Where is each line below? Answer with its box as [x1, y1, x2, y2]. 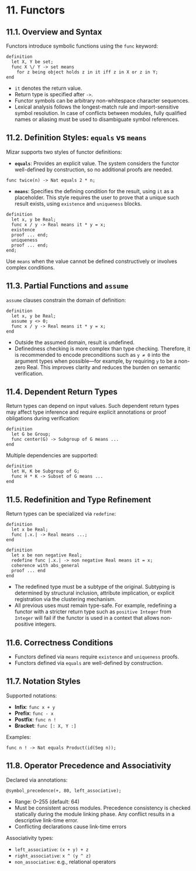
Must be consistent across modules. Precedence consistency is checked [14, 804, 191, 811]
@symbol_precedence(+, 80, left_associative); [6, 788, 122, 794]
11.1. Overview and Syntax [6, 27, 102, 37]
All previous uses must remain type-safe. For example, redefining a [14, 602, 177, 609]
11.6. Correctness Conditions [6, 637, 114, 647]
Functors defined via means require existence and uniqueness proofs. [14, 653, 180, 660]
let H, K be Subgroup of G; [11, 468, 80, 474]
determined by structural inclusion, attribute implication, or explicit [14, 589, 175, 596]
